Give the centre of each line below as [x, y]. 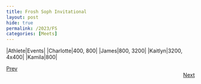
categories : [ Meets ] [32, 34]
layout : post [22, 17]
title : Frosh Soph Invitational [46, 12]
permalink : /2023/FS [32, 28]
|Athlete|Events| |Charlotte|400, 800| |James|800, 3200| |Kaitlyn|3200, [94, 51]
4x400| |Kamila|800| [32, 57]
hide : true [20, 23]
